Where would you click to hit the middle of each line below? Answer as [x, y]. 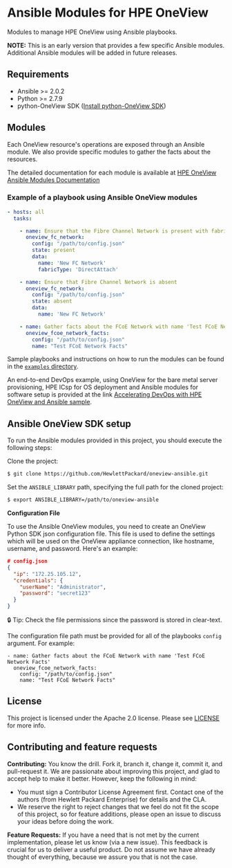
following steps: [30, 448]
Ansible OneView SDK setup [69, 424]
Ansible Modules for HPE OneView [108, 13]
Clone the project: [33, 461]
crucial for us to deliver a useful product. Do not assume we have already [111, 849]
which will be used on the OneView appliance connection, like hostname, [111, 541]
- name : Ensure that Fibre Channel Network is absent [98, 282]
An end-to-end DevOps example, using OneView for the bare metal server [113, 380]
